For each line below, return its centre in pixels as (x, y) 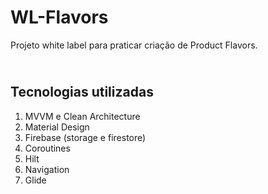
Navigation (47, 169)
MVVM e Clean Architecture (82, 116)
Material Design (57, 127)
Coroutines (47, 148)
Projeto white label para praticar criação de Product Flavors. (134, 45)
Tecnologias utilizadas (82, 92)
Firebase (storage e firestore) (85, 137)
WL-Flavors (59, 17)
